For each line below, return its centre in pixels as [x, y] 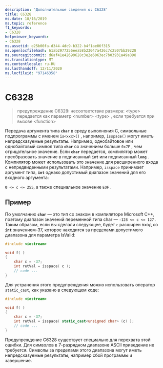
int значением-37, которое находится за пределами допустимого [74, 230]
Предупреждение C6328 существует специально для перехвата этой [78, 340]
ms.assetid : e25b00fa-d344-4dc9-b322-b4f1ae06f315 [58, 46]
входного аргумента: [27, 177]
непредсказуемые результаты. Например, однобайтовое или [69, 141]
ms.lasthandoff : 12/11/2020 [34, 69]
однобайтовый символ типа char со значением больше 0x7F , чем [74, 146]
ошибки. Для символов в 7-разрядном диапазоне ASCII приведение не [80, 345]
